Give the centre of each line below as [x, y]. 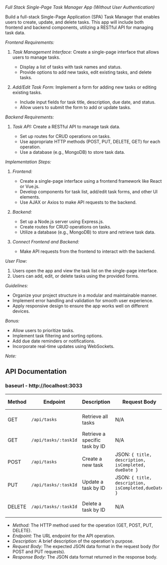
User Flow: [16, 261]
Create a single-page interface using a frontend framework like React [91, 181]
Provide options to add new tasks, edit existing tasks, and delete [85, 72]
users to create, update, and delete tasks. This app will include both [75, 22]
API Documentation [36, 372]
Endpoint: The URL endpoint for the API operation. [64, 536]
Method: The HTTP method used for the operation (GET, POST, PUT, [83, 525]
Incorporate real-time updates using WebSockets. [63, 346]
